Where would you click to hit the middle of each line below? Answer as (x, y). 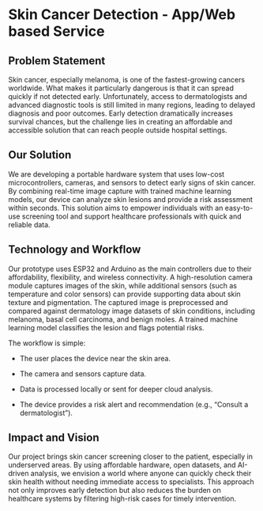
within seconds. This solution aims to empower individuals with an (116, 208)
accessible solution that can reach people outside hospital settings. (118, 130)
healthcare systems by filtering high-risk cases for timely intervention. (122, 499)
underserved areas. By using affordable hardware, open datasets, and (122, 465)
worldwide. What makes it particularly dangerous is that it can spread (121, 88)
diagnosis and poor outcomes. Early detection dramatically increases (120, 113)
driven (19, 474)
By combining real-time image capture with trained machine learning (120, 191)
